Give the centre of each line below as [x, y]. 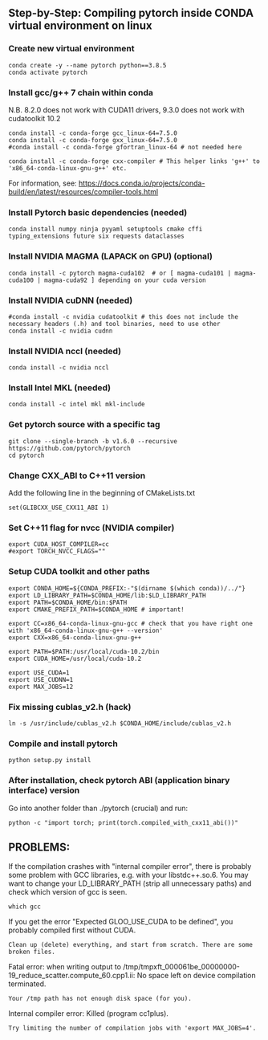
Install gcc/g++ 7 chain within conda [81, 92]
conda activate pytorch [48, 72]
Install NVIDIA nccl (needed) [65, 351]
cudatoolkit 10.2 [35, 118]
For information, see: [43, 183]
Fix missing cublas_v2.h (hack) [70, 707]
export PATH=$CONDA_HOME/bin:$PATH [68, 602]
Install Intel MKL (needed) [60, 388]
